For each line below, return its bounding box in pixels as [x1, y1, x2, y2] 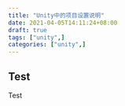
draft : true [8, 26, 47, 34]
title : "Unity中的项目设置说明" [8, 11, 105, 20]
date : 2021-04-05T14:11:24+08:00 [8, 19, 118, 27]
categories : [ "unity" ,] [8, 41, 86, 49]
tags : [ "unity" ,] [8, 33, 65, 42]
